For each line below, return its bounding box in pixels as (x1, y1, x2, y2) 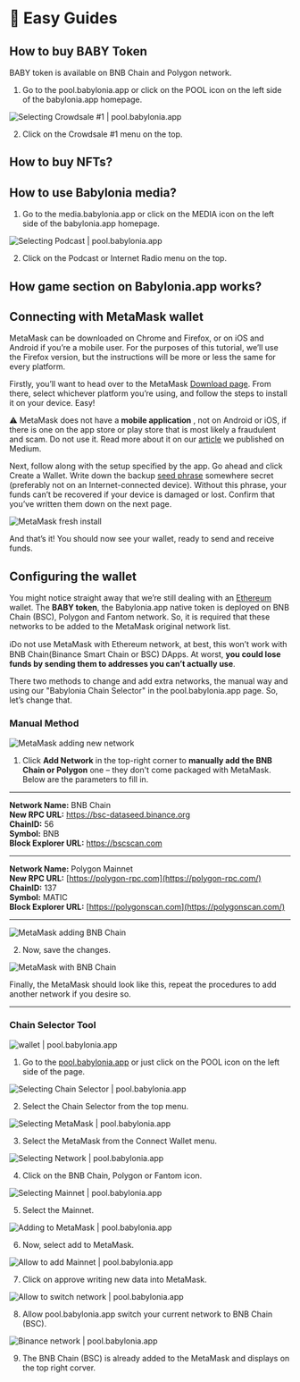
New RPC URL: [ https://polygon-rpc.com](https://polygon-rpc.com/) (9, 872, 262, 883)
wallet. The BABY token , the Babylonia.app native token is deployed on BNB (9, 603, 290, 613)
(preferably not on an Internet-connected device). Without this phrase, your (9, 480, 287, 491)
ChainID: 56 (9, 818, 54, 830)
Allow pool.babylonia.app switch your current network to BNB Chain (21, 1309, 273, 1319)
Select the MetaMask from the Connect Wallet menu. (21, 1135, 217, 1146)
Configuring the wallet (9, 569, 137, 584)
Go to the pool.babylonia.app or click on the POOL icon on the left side (21, 85, 282, 95)
